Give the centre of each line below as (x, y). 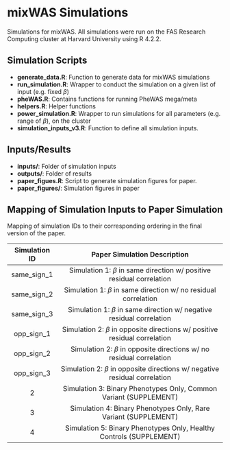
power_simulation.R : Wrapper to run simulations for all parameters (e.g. (119, 113)
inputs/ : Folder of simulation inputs (66, 166)
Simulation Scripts (47, 61)
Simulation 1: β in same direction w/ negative (140, 310)
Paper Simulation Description (140, 254)
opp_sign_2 (32, 353)
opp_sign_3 (32, 373)
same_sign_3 (32, 314)
